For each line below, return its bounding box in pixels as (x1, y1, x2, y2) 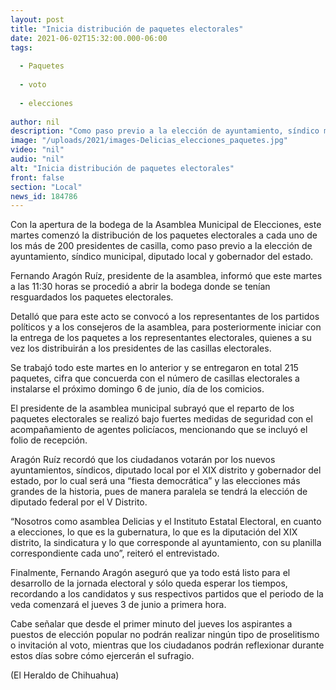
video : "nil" (10, 145, 65, 155)
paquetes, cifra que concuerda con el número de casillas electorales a (10, 372, 300, 385)
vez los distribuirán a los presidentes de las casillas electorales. (10, 342, 272, 355)
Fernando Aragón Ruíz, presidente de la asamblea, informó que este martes (10, 270, 323, 282)
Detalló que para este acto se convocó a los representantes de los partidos (10, 311, 320, 323)
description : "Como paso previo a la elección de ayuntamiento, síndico (10, 126, 320, 136)
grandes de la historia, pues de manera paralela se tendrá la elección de (10, 486, 308, 498)
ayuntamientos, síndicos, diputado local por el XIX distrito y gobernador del (10, 464, 322, 476)
